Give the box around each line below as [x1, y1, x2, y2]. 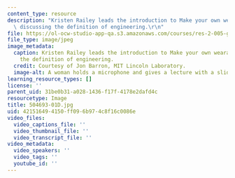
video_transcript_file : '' [13, 134, 92, 141]
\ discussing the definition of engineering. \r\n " [13, 23, 164, 30]
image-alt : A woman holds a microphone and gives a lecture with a [13, 69, 215, 76]
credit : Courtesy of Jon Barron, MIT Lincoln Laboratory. [13, 62, 187, 69]
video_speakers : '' [13, 147, 71, 154]
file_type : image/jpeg [7, 36, 73, 43]
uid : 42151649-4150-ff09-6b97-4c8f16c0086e [7, 108, 136, 115]
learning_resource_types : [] [7, 75, 92, 83]
